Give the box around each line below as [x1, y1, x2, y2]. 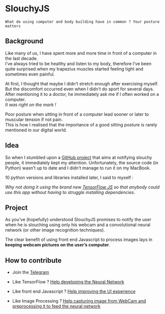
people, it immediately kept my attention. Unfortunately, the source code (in [5, 159, 159, 165]
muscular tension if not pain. [5, 117, 63, 122]
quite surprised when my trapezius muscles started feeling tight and [5, 66, 144, 72]
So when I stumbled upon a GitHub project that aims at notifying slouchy [5, 154, 152, 160]
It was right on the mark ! [5, 102, 57, 108]
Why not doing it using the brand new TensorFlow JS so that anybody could [5, 184, 160, 190]
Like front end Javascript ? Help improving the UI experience [12, 288, 136, 294]
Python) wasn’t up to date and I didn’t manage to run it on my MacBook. [5, 165, 151, 171]
